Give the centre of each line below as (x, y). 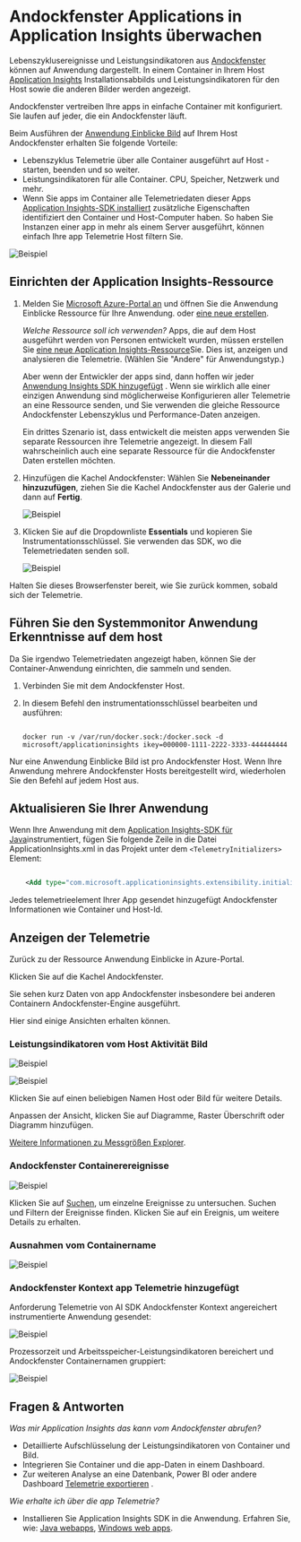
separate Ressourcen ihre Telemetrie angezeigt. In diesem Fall (137, 441)
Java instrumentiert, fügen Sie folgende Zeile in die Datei (113, 839)
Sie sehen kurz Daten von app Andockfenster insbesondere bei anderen (142, 994)
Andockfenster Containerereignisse (89, 1165)
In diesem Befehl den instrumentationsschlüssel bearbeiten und (140, 703)
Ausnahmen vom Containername (83, 1245)
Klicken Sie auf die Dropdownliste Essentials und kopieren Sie (137, 532)
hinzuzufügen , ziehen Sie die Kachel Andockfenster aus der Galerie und (156, 487)
